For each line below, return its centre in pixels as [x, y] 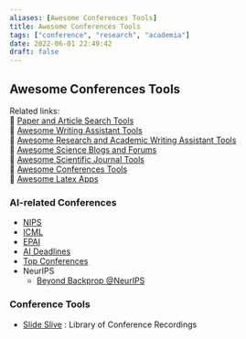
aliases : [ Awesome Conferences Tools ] [83, 18]
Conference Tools [50, 304]
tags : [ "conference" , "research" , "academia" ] [100, 35]
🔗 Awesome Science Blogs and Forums [83, 149]
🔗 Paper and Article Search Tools [72, 121]
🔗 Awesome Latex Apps [54, 178]
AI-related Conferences [63, 202]
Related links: [35, 111]
